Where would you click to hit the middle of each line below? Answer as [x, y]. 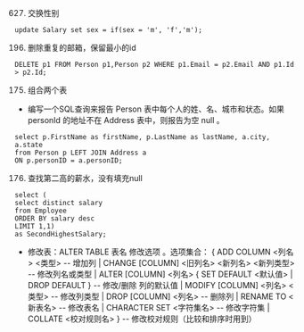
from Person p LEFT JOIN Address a [81, 153]
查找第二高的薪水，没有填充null [85, 178]
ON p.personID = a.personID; [69, 161]
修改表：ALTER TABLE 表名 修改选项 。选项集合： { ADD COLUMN [149, 252]
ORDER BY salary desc [55, 219]
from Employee [41, 211]
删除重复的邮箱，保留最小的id [82, 48]
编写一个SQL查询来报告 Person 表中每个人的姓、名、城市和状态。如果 [156, 109]
